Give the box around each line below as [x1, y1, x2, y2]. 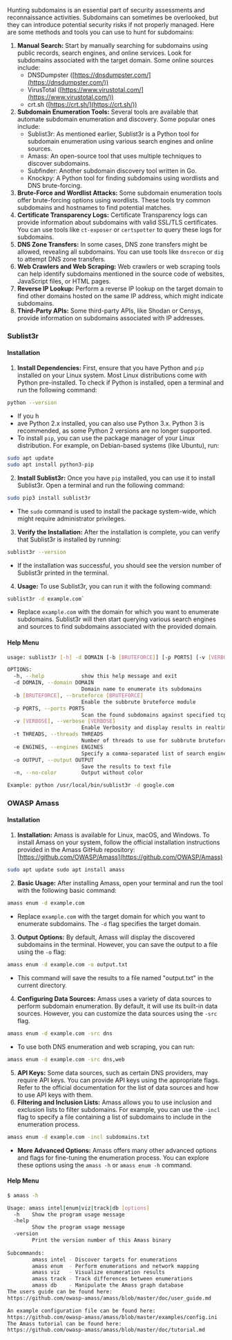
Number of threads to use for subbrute [81, 738, 196, 745]
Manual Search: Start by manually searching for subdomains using [17, 42, 209, 49]
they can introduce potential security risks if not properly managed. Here [7, 21, 215, 28]
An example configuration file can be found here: [7, 1307, 156, 1314]
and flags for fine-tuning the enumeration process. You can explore [17, 1154, 209, 1162]
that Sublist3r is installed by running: [17, 535, 122, 543]
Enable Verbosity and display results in [81, 724, 202, 731]
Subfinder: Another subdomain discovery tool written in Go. [27, 166, 197, 175]
